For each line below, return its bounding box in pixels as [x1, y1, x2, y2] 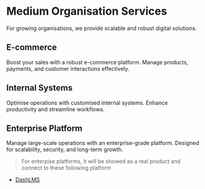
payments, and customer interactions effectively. [6, 65, 130, 72]
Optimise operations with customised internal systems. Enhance [6, 99, 168, 106]
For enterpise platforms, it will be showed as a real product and [21, 158, 181, 165]
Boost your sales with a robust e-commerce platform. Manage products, [6, 58, 188, 65]
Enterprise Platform [6, 123, 83, 133]
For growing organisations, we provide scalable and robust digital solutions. [6, 24, 197, 32]
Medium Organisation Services [6, 4, 167, 18]
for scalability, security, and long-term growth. [6, 146, 124, 154]
